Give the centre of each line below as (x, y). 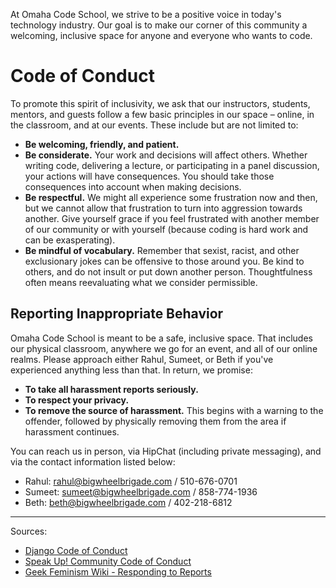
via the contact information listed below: (93, 461)
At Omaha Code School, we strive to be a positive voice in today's (146, 14)
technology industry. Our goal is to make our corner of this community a (159, 25)
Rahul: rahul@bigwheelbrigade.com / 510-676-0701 (131, 481)
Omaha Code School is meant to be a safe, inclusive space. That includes (161, 338)
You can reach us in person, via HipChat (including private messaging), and (166, 451)
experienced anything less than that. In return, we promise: (131, 370)
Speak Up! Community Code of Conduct (108, 561)
